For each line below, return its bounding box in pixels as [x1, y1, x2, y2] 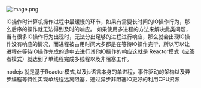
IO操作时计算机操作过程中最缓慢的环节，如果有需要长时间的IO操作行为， [6, 18, 185, 25]
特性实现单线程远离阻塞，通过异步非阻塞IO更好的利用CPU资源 [26, 75, 181, 83]
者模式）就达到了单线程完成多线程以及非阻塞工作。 [6, 56, 132, 62]
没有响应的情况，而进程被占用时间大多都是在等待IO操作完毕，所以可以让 [11, 41, 190, 47]
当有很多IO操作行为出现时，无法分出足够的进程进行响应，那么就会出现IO [6, 33, 185, 40]
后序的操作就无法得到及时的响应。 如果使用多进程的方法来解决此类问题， [11, 26, 191, 32]
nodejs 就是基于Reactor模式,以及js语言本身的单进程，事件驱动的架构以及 [6, 68, 185, 75]
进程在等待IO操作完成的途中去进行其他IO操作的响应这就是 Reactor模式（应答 [6, 48, 195, 55]
